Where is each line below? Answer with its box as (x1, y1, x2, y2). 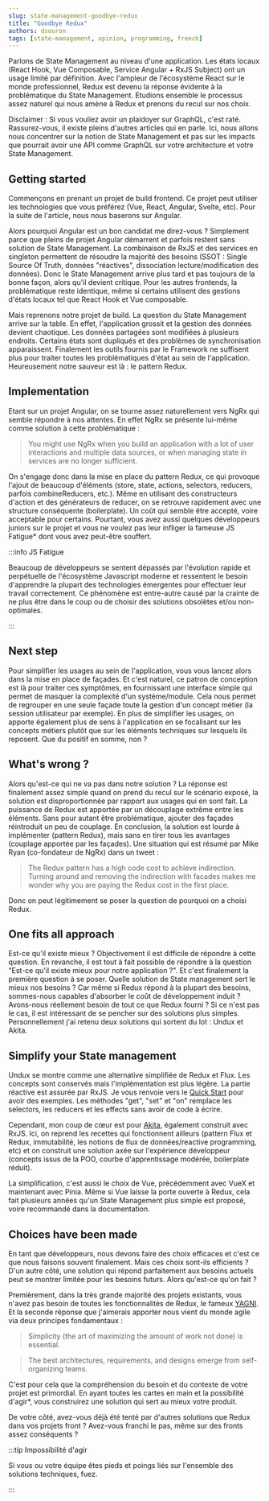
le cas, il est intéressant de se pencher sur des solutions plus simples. (8, 1008, 239, 1018)
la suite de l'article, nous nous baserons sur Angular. (8, 211, 182, 221)
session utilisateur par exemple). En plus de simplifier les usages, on (8, 708, 234, 718)
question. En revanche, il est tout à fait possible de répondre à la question (8, 957, 251, 967)
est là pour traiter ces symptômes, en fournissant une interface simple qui (8, 682, 253, 692)
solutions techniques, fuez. (8, 1469, 98, 1478)
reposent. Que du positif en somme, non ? (8, 734, 148, 744)
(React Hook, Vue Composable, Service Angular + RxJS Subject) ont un (8, 65, 246, 75)
